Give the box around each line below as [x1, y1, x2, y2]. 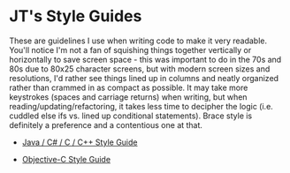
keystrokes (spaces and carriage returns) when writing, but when [9, 91, 248, 102]
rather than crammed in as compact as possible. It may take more [9, 82, 248, 93]
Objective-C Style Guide [21, 154, 111, 164]
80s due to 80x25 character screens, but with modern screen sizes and [9, 64, 271, 74]
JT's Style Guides [9, 6, 142, 26]
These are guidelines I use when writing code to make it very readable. [9, 35, 268, 46]
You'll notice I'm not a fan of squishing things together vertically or [9, 44, 252, 55]
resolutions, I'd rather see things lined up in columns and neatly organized [9, 72, 279, 83]
